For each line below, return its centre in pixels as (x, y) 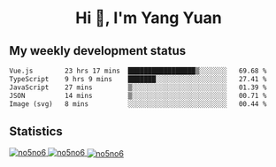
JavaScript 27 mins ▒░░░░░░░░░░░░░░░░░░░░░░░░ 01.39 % (138, 87)
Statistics (36, 131)
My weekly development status (98, 51)
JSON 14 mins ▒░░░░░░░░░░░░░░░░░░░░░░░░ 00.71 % (138, 95)
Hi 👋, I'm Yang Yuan (149, 18)
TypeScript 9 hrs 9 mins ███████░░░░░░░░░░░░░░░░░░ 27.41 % (138, 79)
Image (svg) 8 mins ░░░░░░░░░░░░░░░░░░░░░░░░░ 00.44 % (138, 104)
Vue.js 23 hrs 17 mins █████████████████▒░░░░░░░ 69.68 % (138, 71)
